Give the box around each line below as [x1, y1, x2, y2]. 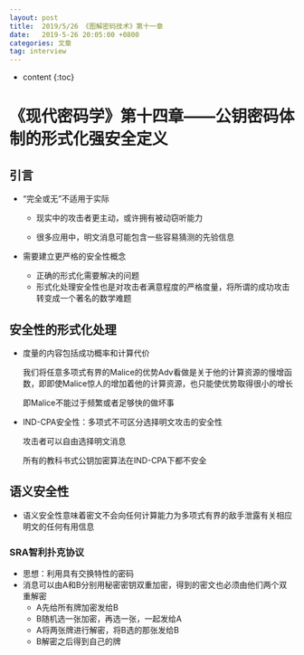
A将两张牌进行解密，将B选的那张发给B [35, 625, 179, 636]
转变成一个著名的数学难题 [35, 293, 132, 304]
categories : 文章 [9, 38, 72, 48]
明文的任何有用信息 [22, 521, 95, 532]
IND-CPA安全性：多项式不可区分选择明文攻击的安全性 [22, 416, 223, 427]
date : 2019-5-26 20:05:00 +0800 [9, 30, 140, 39]
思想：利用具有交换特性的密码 [22, 568, 134, 579]
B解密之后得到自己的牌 [35, 636, 121, 647]
